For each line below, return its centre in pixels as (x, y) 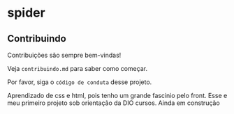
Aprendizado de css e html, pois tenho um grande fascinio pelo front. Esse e (117, 96)
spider (26, 13)
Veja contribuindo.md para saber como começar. (78, 68)
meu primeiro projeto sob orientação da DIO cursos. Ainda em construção (114, 103)
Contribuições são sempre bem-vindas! (64, 55)
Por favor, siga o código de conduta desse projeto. (80, 82)
